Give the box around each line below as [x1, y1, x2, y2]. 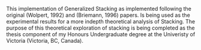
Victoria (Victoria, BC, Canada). [6, 37, 84, 44]
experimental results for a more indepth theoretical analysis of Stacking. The [6, 18, 196, 25]
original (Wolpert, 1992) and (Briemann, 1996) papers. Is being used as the [6, 11, 190, 19]
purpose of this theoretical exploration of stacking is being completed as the [6, 24, 195, 31]
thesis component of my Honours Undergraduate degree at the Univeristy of [6, 31, 196, 38]
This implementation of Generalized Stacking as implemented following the [6, 5, 192, 12]
